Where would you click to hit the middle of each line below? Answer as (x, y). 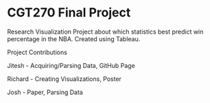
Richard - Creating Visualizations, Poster (65, 79)
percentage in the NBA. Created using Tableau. (74, 38)
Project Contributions (37, 52)
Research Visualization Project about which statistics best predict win (105, 32)
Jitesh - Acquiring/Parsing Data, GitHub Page (71, 65)
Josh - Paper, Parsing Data (45, 92)
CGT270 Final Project (69, 13)
